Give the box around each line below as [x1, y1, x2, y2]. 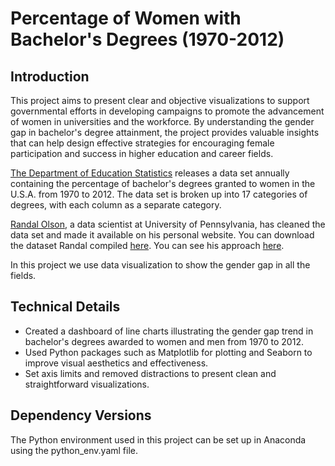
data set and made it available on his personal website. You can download [10, 229, 315, 241]
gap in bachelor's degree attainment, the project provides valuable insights [10, 127, 320, 138]
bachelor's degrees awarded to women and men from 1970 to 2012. [24, 335, 304, 347]
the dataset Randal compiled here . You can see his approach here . [10, 240, 285, 251]
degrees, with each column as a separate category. [10, 199, 222, 211]
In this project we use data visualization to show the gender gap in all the [10, 259, 311, 271]
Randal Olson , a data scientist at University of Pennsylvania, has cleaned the [10, 218, 326, 230]
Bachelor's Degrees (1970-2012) [10, 28, 285, 51]
